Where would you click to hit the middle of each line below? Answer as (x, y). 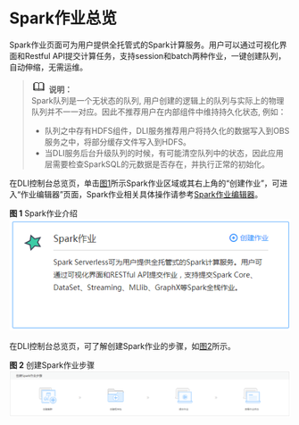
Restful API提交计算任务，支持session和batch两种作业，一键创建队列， (155, 55)
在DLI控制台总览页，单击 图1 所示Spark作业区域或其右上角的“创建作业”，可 (145, 183)
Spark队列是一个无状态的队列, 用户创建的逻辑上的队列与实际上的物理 (158, 100)
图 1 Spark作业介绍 (44, 213)
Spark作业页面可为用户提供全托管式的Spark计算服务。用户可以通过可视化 (144, 45)
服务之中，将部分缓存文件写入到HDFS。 (118, 142)
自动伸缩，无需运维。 (48, 67)
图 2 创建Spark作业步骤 (52, 365)
